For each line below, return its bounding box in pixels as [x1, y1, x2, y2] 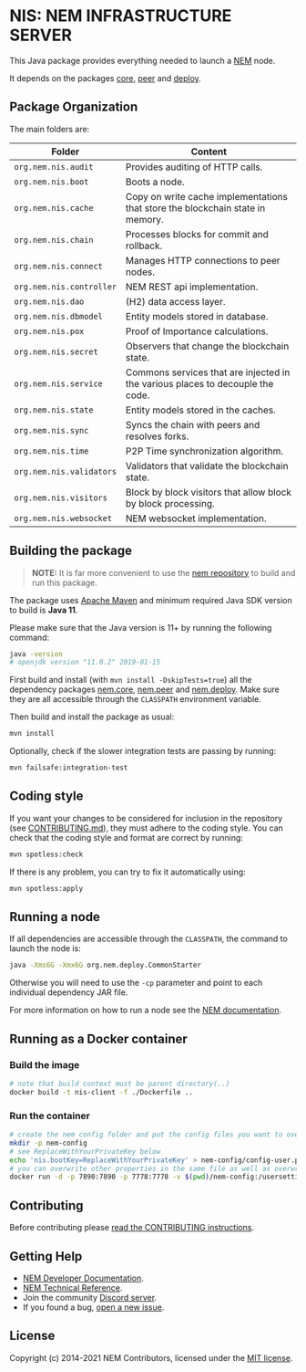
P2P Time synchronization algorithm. [126, 445, 284, 457]
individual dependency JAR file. [9, 987, 128, 998]
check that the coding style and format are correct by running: [9, 832, 244, 843]
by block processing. [126, 497, 216, 509]
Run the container [9, 1109, 91, 1122]
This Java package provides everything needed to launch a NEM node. [9, 55, 276, 66]
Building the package [9, 543, 133, 559]
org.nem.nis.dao [14, 296, 85, 307]
